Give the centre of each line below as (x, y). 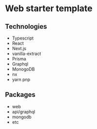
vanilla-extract (26, 54)
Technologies (26, 27)
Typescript (23, 38)
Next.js (19, 48)
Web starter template (49, 9)
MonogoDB (23, 69)
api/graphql (24, 111)
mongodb (22, 117)
